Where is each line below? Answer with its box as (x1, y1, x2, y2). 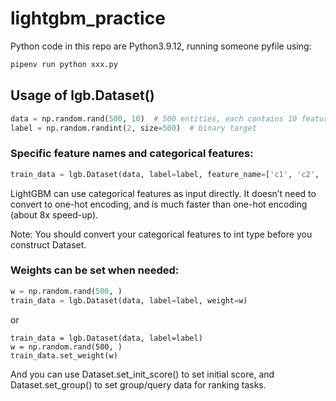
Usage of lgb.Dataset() (10, 87, 155, 104)
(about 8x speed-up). (10, 208, 99, 221)
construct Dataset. (10, 238, 87, 251)
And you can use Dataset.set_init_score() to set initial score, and (10, 368, 275, 380)
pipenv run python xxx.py (10, 59, 118, 69)
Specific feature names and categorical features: (10, 147, 254, 161)
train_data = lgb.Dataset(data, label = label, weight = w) (10, 295, 248, 306)
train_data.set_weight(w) (10, 350, 118, 361)
